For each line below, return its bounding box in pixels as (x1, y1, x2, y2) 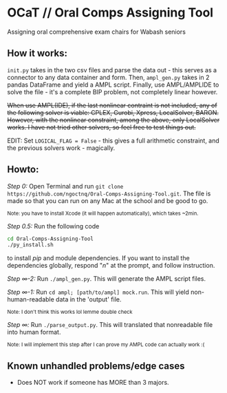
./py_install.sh (7, 242, 54, 248)
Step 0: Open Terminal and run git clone (7, 182, 124, 190)
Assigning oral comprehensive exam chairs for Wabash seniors (7, 28, 186, 36)
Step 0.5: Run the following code (7, 222, 100, 230)
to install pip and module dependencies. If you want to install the (7, 254, 191, 262)
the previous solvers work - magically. (7, 143, 116, 152)
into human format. (7, 328, 61, 337)
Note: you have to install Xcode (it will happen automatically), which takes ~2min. (7, 210, 199, 217)
